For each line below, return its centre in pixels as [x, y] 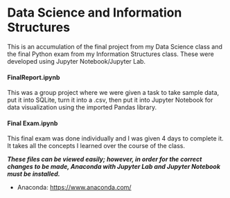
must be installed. [34, 174]
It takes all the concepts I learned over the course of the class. [96, 146]
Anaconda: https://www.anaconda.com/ [74, 188]
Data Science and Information [95, 13]
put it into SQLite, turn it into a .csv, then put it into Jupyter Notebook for [110, 100]
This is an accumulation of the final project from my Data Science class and [115, 46]
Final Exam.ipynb [33, 123]
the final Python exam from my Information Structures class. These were [111, 54]
